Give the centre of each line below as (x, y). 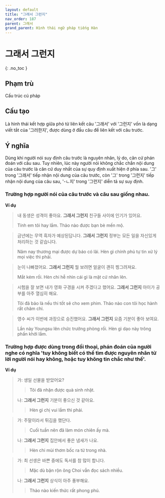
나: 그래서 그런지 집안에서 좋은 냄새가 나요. (58, 441)
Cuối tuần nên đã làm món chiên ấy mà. (69, 430)
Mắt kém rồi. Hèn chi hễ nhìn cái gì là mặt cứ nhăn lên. (72, 277)
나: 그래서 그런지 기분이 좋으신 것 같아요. (56, 400)
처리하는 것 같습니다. (37, 242)
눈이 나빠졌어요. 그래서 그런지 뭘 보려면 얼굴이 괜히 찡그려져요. (77, 267)
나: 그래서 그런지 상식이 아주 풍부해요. (53, 481)
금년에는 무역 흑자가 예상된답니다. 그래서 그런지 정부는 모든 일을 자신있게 (87, 235)
